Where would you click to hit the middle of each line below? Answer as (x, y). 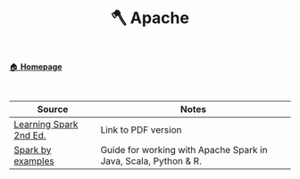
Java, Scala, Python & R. (151, 160)
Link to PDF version (141, 129)
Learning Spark (46, 124)
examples (34, 160)
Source (53, 109)
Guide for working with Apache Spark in (184, 150)
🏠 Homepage (36, 66)
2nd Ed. (30, 135)
